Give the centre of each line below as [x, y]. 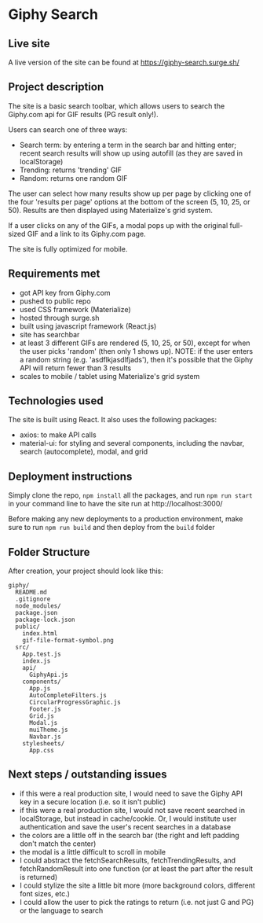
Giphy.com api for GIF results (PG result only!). [83, 114]
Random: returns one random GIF [73, 178]
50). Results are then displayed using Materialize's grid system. [111, 210]
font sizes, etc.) [45, 893]
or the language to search [61, 910]
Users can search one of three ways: [68, 129]
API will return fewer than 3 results [75, 368]
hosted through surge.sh [59, 318]
